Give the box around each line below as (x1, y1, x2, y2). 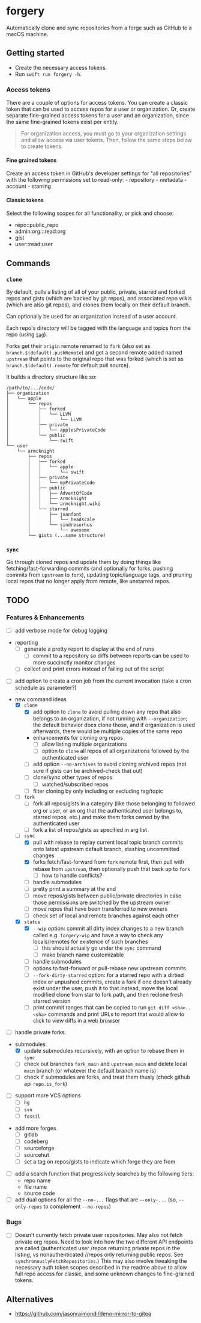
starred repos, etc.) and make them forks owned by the (32, 813, 170, 820)
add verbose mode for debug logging (14, 627, 108, 634)
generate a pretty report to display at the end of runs (23, 645, 154, 652)
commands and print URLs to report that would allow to (47, 1011, 185, 1018)
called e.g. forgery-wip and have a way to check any (32, 931, 163, 938)
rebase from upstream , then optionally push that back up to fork (32, 865, 191, 872)
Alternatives (6, 1294, 54, 1304)
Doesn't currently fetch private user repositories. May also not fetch (14, 1232, 183, 1239)
